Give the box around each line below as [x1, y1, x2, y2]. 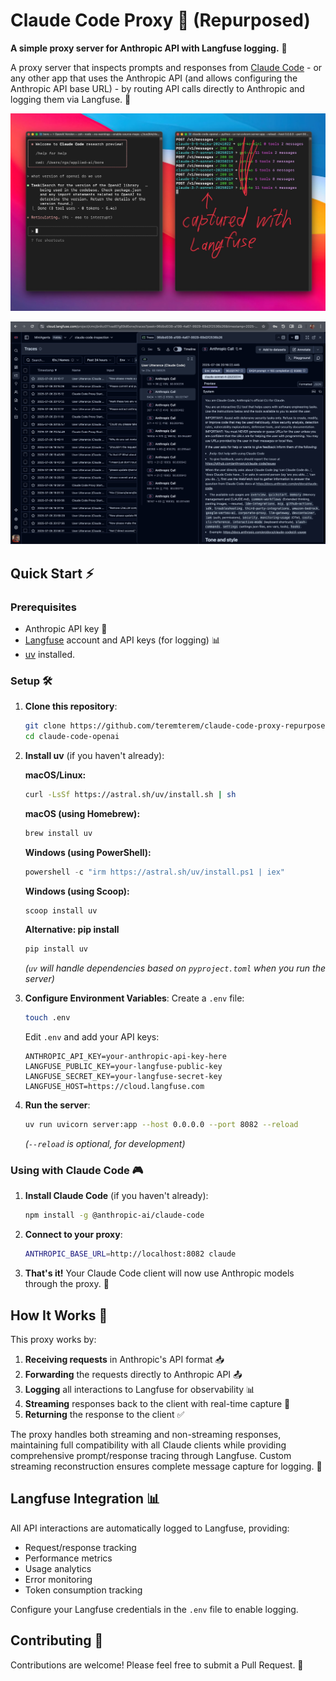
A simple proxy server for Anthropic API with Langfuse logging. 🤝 [10, 42, 288, 54]
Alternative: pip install [24, 924, 120, 936]
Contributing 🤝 [10, 1632, 104, 1649]
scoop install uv [24, 905, 98, 916]
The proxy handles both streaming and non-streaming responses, [10, 1428, 282, 1440]
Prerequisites [10, 600, 77, 614]
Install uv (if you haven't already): [24, 749, 165, 761]
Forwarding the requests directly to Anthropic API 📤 [24, 1368, 243, 1380]
